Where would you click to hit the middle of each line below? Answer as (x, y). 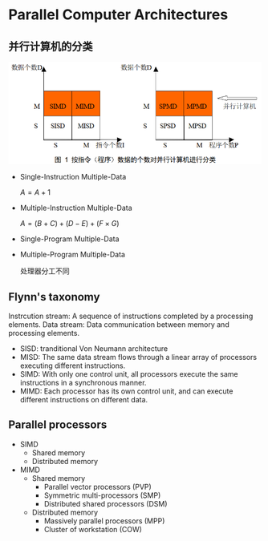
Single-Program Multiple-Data (69, 239)
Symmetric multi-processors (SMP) (102, 495)
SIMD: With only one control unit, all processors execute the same (129, 374)
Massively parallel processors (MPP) (104, 521)
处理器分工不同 (45, 271)
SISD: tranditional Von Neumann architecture (94, 349)
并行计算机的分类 (51, 46)
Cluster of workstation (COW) (93, 529)
